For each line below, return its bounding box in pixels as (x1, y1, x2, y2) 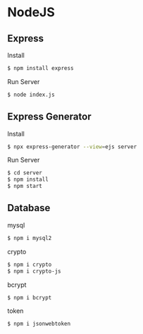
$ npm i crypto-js (7, 268, 61, 275)
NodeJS (7, 4, 55, 20)
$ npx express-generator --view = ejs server (7, 143, 137, 150)
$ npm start (7, 183, 42, 190)
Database (7, 202, 51, 214)
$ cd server (7, 169, 42, 177)
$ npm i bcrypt (7, 294, 52, 301)
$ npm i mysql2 (7, 234, 52, 241)
